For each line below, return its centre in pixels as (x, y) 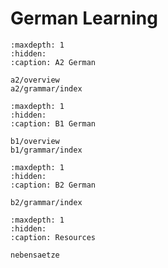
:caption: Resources (53, 237)
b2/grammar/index (46, 202)
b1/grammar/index (46, 150)
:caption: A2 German (53, 62)
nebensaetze (35, 255)
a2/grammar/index (46, 88)
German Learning (84, 18)
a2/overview (35, 80)
